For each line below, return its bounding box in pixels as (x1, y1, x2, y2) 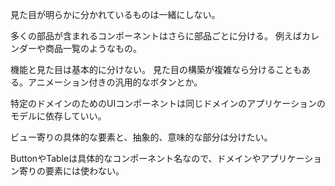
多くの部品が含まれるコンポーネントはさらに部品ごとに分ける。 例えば (10, 30, 302, 42)
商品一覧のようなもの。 (44, 43, 142, 54)
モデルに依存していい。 (10, 110, 107, 122)
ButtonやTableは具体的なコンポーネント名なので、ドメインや (10, 153, 262, 164)
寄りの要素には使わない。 (18, 165, 125, 177)
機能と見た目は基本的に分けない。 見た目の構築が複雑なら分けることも (10, 64, 302, 75)
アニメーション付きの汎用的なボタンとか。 (27, 76, 203, 88)
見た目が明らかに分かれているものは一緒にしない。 (10, 9, 221, 20)
